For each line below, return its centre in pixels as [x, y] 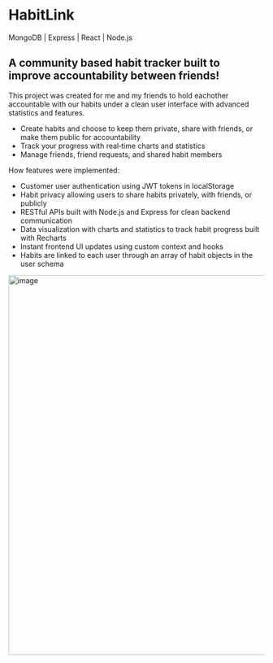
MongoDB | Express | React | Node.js [70, 37]
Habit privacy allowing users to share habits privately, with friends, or [136, 194]
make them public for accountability [80, 137]
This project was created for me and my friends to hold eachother [119, 95]
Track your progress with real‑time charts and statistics [113, 146]
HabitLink [41, 15]
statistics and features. [47, 112]
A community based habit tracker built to [115, 63]
